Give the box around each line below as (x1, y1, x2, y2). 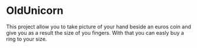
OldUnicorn (6, 4, 64, 17)
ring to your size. (6, 35, 47, 42)
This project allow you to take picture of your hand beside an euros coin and (6, 23, 192, 30)
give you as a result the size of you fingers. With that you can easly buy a (6, 29, 185, 36)
